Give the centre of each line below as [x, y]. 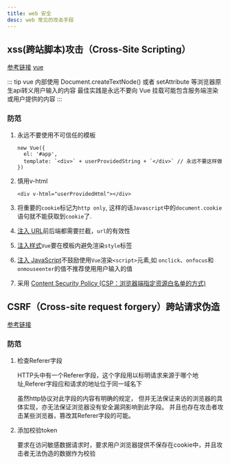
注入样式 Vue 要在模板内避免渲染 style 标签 [74, 245]
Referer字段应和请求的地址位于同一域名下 [84, 384]
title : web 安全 [29, 13]
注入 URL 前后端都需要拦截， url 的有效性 [73, 230]
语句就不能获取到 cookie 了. [54, 216]
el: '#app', [41, 154]
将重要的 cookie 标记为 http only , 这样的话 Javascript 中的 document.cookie [119, 208]
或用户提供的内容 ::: [35, 99]
